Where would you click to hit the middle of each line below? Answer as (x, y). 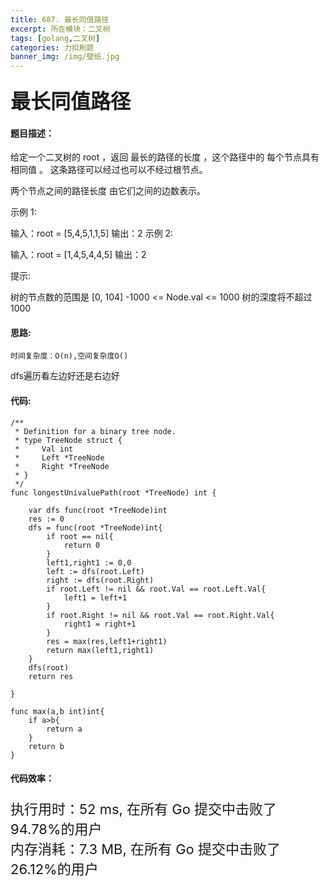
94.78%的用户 (56, 829)
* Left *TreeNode (59, 457)
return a (64, 729)
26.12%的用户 (54, 869)
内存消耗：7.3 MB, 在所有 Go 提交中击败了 (145, 849)
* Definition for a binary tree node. (95, 431)
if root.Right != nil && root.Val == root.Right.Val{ (160, 615)
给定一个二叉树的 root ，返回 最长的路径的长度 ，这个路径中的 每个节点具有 (165, 157)
